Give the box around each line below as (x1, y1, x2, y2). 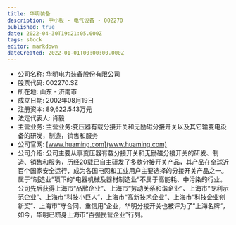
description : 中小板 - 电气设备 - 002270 (7, 17, 123, 24)
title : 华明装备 (7, 10, 51, 18)
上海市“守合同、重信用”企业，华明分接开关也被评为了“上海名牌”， (38, 201, 229, 210)
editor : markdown (7, 43, 58, 50)
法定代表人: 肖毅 (17, 113, 65, 122)
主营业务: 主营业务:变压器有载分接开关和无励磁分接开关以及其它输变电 (17, 122, 221, 131)
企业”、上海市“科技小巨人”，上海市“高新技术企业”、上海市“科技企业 (23, 193, 220, 201)
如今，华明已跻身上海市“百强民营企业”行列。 (17, 210, 147, 219)
